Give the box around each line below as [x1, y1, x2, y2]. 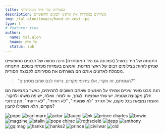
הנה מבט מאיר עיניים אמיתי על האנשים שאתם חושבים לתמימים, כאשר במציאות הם [5, 87, 160, 93]
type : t [5, 21, 21, 26]
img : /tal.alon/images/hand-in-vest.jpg [5, 16, 90, 21]
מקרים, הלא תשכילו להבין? [5, 103, 55, 109]
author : [5, 30, 21, 35]
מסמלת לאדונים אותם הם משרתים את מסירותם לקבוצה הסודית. [5, 68, 124, 74]
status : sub [9, 44, 35, 49]
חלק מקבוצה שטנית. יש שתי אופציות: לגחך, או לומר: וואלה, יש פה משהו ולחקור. [5, 92, 152, 98]
